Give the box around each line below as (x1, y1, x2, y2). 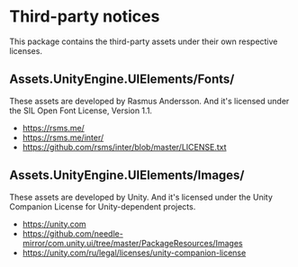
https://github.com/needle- (22, 227, 123, 239)
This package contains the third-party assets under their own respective (9, 36, 278, 47)
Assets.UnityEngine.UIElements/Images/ (9, 168, 245, 183)
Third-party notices (9, 6, 160, 27)
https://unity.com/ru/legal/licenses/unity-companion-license (22, 247, 247, 258)
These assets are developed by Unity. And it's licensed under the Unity (9, 191, 273, 202)
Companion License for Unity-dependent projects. (9, 200, 196, 212)
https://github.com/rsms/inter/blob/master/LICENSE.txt (22, 141, 227, 152)
